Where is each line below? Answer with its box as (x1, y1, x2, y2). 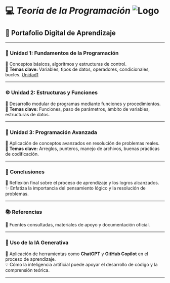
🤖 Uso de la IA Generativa (5, 239, 69, 246)
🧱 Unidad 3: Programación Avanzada (5, 128, 97, 135)
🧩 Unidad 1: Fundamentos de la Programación (5, 50, 119, 57)
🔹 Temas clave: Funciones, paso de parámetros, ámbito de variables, (5, 106, 150, 112)
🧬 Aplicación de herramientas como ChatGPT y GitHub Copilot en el (5, 251, 148, 257)
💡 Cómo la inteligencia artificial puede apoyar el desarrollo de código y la (5, 261, 158, 267)
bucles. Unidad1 (5, 72, 39, 78)
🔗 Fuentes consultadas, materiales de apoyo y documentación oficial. (5, 222, 150, 228)
